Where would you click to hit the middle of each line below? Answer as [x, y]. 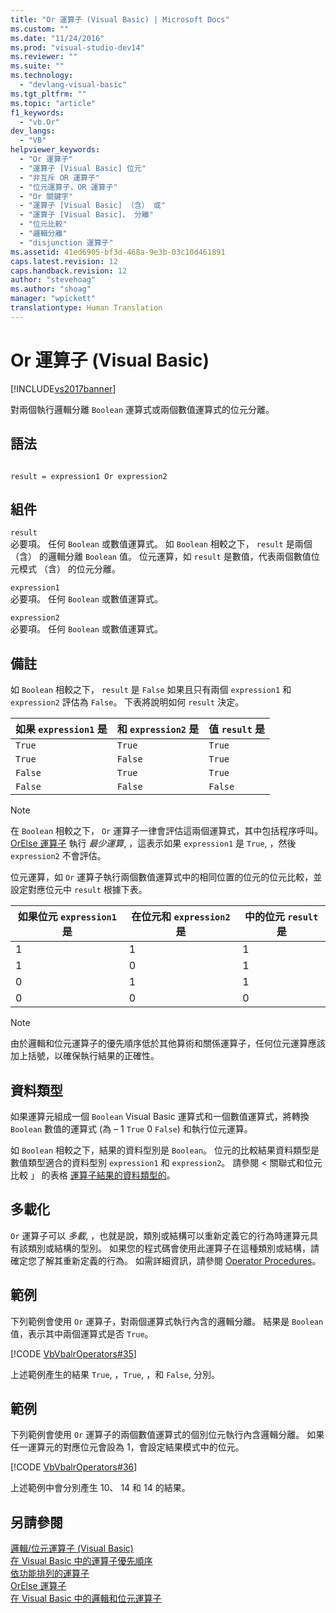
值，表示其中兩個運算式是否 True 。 [82, 1333]
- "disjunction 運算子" [66, 242]
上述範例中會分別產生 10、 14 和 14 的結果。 [100, 1488]
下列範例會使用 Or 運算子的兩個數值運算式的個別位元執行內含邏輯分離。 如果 [167, 1435]
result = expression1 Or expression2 [89, 476]
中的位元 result [281, 917]
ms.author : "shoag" [51, 289]
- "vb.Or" [39, 122]
